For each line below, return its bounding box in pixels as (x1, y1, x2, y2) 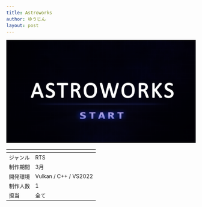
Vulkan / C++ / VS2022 (35, 173, 93, 180)
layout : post (6, 22, 39, 28)
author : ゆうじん (6, 16, 46, 22)
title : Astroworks (6, 10, 52, 16)
